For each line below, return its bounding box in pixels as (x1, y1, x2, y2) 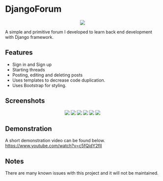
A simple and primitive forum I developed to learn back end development (5, 29, 152, 35)
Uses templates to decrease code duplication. (12, 77, 106, 83)
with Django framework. (5, 34, 54, 40)
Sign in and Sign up (12, 61, 52, 67)
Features (5, 48, 33, 57)
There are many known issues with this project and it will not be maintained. (5, 170, 159, 176)
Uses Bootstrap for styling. (12, 82, 67, 88)
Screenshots (5, 97, 45, 105)
